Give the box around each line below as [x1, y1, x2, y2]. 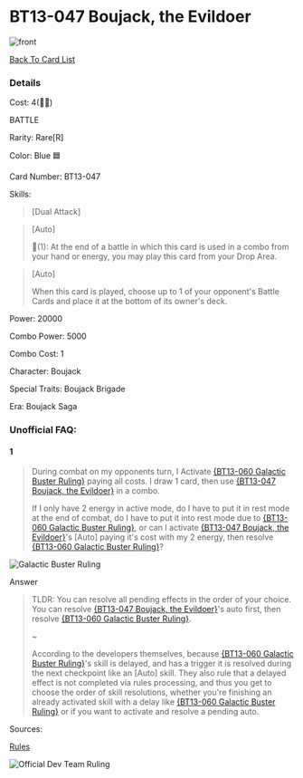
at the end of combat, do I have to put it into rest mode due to [31, 513, 261, 523]
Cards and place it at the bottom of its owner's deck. [31, 296, 228, 307]
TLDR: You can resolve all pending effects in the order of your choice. [31, 594, 292, 605]
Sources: [9, 724, 43, 735]
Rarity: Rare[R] [9, 132, 64, 143]
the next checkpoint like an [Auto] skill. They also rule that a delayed [31, 668, 287, 678]
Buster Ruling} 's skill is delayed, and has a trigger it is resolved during [31, 658, 292, 669]
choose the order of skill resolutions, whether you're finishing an [31, 687, 272, 698]
